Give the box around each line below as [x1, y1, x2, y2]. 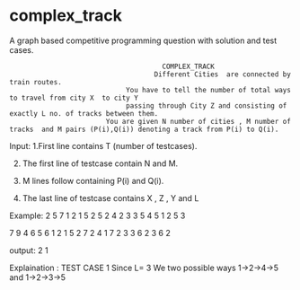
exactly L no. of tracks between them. [9, 109, 159, 118]
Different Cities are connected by [154, 69, 292, 79]
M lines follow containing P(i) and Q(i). [22, 175, 164, 186]
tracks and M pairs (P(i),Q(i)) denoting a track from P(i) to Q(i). [9, 125, 279, 134]
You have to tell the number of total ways [125, 85, 292, 94]
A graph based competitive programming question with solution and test [9, 35, 278, 46]
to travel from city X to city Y [9, 93, 139, 102]
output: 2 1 [9, 244, 49, 256]
